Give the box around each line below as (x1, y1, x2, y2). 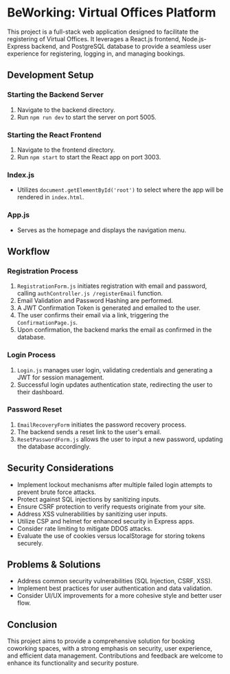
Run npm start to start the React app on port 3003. (16, 153, 161, 161)
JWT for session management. (16, 373, 104, 381)
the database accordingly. (16, 442, 91, 451)
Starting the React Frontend (7, 130, 102, 139)
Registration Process (7, 266, 79, 276)
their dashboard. (16, 387, 65, 396)
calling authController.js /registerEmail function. (16, 289, 163, 297)
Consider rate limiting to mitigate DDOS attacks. (16, 524, 152, 532)
